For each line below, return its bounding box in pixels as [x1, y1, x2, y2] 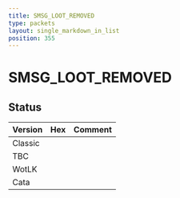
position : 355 [8, 34, 56, 42]
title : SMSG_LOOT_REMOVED [8, 11, 94, 20]
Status [8, 100, 42, 114]
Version [12, 124, 43, 135]
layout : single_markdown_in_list [8, 26, 120, 34]
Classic [12, 138, 40, 149]
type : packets [8, 19, 56, 27]
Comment [73, 124, 112, 135]
